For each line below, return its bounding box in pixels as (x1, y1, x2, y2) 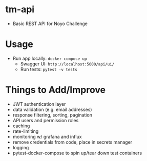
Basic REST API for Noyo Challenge (12, 20, 88, 27)
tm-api (5, 4, 35, 15)
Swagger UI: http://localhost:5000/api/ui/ (20, 60, 115, 67)
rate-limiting (12, 128, 39, 134)
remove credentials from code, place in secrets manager (12, 139, 133, 145)
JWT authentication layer (12, 101, 66, 107)
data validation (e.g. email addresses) (12, 106, 92, 112)
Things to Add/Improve (5, 84, 106, 96)
